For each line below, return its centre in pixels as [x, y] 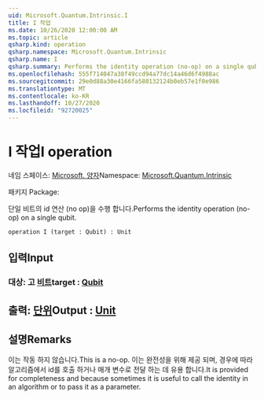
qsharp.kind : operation [47, 45]
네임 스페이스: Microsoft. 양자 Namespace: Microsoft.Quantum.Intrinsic [120, 175]
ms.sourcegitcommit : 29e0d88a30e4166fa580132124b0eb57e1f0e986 [114, 81]
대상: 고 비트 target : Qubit [56, 283]
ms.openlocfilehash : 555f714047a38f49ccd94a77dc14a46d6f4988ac [114, 74]
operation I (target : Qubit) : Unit [70, 232]
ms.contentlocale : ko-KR [49, 96]
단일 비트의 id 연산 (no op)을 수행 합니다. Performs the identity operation [121, 209]
